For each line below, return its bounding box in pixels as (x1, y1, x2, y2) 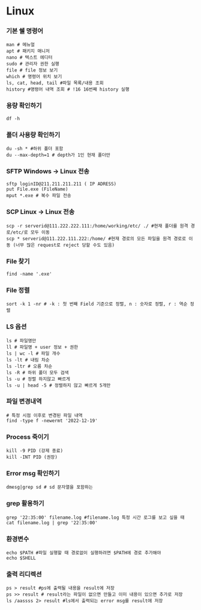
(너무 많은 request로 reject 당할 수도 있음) (13, 242, 115, 248)
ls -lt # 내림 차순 (6, 357, 50, 363)
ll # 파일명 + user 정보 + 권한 (6, 344, 79, 350)
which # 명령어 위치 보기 (6, 74, 62, 80)
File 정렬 (6, 286, 30, 294)
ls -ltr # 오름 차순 (6, 363, 53, 369)
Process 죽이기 (6, 432, 49, 441)
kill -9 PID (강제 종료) (6, 448, 64, 454)
